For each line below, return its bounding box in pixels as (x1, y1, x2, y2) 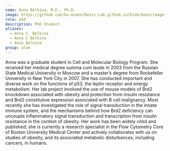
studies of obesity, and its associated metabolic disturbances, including (5, 134, 155, 140)
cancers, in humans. (5, 140, 48, 146)
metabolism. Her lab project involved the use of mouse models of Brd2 (5, 86, 153, 92)
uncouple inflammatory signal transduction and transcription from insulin (5, 112, 157, 119)
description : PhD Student (5, 21, 60, 27)
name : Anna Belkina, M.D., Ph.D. (5, 7, 76, 13)
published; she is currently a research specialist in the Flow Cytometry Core (5, 124, 163, 130)
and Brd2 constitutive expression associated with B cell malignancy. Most (5, 97, 158, 103)
